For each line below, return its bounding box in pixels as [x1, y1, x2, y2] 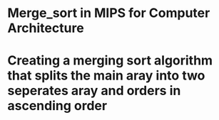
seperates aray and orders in [7, 83, 181, 99]
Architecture [7, 20, 84, 36]
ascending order [7, 98, 108, 114]
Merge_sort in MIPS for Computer [7, 5, 210, 21]
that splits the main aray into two [7, 67, 205, 84]
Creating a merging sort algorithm [7, 53, 213, 69]
